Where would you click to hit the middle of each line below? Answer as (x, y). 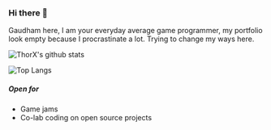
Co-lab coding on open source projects (86, 118)
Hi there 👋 (28, 13)
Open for (24, 89)
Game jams (39, 109)
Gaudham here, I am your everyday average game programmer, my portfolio (135, 31)
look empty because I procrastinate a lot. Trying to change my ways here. (131, 39)
